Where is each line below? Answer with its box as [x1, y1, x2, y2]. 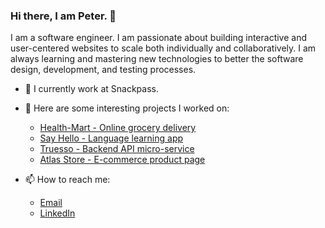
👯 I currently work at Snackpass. [24, 83, 159, 95]
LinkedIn [39, 207, 76, 219]
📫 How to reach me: [24, 174, 111, 186]
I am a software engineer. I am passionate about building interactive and [10, 32, 308, 44]
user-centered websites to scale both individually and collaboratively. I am [10, 42, 317, 54]
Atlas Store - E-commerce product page [39, 154, 206, 166]
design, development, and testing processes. [10, 64, 197, 76]
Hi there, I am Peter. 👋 [10, 9, 117, 23]
